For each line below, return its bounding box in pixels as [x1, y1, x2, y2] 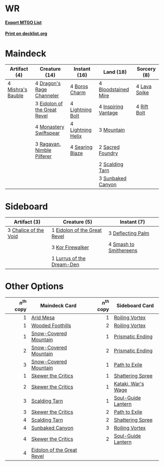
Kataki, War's [114, 380, 144, 387]
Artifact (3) [14, 219, 41, 226]
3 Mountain [99, 127, 125, 133]
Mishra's [7, 86, 28, 93]
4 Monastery [35, 124, 64, 130]
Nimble [35, 147, 52, 154]
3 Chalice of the [7, 227, 44, 233]
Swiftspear [35, 129, 60, 136]
